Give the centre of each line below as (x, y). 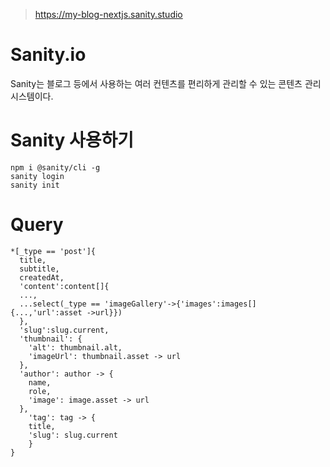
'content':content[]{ (64, 286)
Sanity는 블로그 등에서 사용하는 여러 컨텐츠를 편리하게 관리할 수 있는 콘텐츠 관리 (166, 83)
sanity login (37, 176)
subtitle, (39, 269)
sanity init (35, 185)
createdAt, (42, 277)
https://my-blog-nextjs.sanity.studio (108, 14)
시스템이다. (32, 96)
